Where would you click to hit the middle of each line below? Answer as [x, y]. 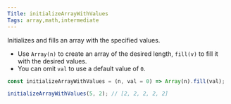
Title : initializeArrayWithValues [58, 14]
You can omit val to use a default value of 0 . [81, 68]
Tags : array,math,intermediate [53, 20]
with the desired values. [52, 61]
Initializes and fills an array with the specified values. [84, 40]
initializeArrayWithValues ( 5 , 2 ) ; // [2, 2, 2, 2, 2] [88, 94]
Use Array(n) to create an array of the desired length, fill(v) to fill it [118, 54]
